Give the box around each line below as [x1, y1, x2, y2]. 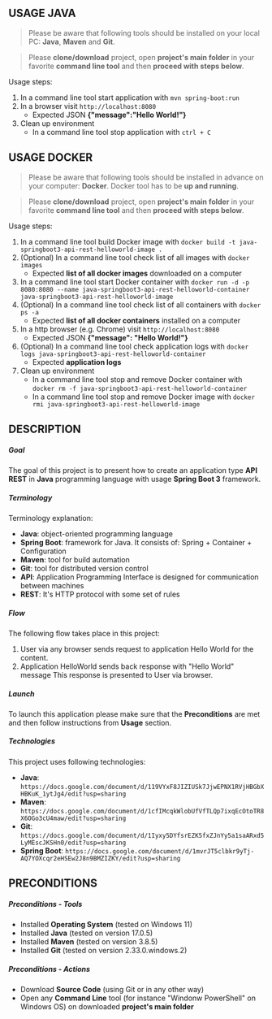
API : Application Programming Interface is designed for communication [19, 572, 259, 582]
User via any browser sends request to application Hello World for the [19, 644, 254, 653]
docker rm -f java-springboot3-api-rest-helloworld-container [32, 384, 248, 392]
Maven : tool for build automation [19, 554, 130, 564]
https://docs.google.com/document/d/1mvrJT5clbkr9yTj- [64, 847, 255, 856]
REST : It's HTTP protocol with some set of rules [19, 589, 180, 599]
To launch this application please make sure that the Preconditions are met [8, 709, 261, 718]
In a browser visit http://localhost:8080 [19, 101, 157, 111]
